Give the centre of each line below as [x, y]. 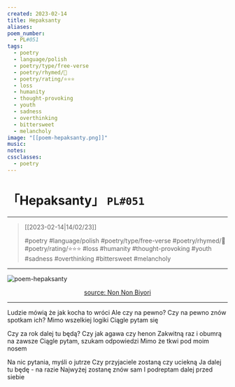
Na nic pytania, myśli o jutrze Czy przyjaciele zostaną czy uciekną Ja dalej [114, 362]
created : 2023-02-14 [37, 14]
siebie [16, 376]
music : [17, 144]
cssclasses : [24, 157]
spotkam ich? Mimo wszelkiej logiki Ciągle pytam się [83, 320]
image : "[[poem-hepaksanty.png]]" [58, 137]
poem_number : [26, 33]
